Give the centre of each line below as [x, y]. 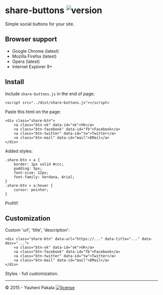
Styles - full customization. [32, 274]
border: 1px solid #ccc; [39, 164]
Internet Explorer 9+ [32, 66]
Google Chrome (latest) [35, 51]
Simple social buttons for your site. [40, 24]
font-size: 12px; [31, 173]
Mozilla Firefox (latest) [34, 56]
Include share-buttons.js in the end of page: [50, 94]
